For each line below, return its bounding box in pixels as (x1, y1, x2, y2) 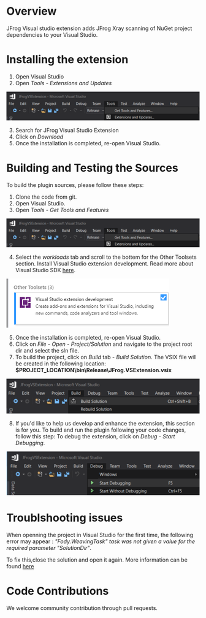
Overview (6, 4, 57, 18)
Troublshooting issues (6, 511, 123, 525)
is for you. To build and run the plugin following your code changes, (15, 426, 186, 433)
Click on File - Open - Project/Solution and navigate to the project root (15, 340, 193, 348)
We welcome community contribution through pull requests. (6, 605, 158, 612)
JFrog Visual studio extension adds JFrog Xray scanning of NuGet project (6, 25, 193, 32)
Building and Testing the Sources (6, 161, 179, 175)
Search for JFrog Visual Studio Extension (15, 126, 120, 134)
